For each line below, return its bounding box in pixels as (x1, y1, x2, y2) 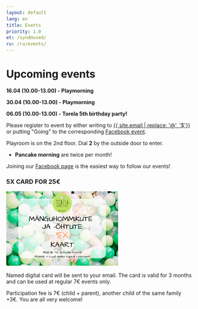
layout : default (6, 10, 47, 15)
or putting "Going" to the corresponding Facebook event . (6, 128, 147, 135)
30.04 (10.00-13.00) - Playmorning (6, 98, 95, 105)
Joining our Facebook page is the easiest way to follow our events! (6, 163, 171, 170)
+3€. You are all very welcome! (6, 296, 83, 303)
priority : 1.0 (6, 29, 42, 35)
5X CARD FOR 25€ (6, 177, 61, 186)
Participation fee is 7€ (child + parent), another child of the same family (6, 289, 182, 297)
